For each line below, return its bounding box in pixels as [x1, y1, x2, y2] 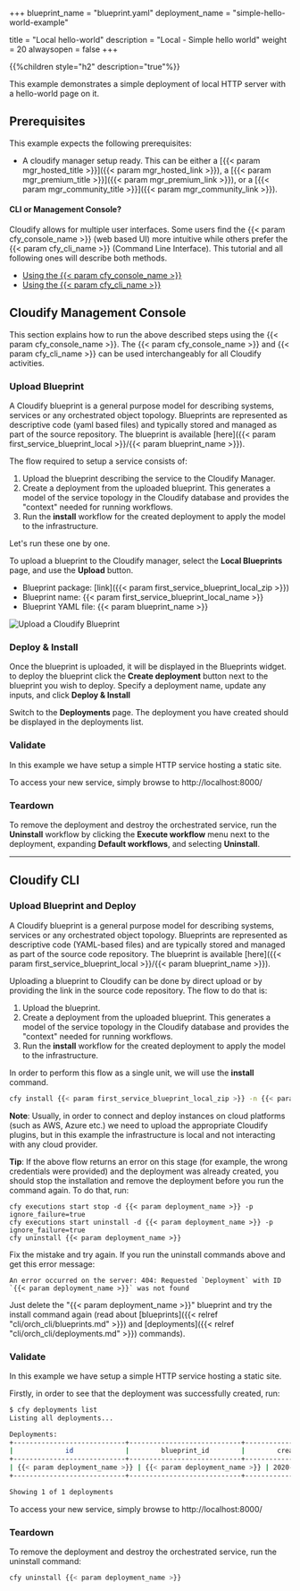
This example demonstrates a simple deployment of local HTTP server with [9, 79, 286, 89]
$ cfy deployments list [9, 1405, 98, 1414]
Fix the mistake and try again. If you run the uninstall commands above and [9, 1249, 286, 1260]
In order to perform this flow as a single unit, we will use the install [9, 1067, 254, 1078]
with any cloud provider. [9, 1139, 98, 1150]
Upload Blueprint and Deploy [9, 900, 137, 912]
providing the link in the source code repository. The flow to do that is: [9, 985, 268, 996]
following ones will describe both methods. [9, 252, 168, 263]
